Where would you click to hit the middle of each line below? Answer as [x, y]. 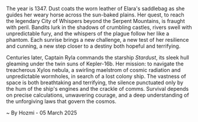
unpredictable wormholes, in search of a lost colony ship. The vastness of [96, 76]
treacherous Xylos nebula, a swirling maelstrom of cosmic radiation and [93, 70]
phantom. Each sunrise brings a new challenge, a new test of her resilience [98, 40]
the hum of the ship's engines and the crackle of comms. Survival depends [98, 89]
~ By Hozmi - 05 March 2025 [42, 113]
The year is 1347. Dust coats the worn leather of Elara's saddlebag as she [95, 9]
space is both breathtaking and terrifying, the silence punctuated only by [95, 83]
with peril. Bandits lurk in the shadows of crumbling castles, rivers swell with [99, 27]
